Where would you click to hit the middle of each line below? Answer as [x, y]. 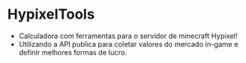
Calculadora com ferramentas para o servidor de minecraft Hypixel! [128, 36]
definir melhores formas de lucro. [73, 52]
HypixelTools [51, 14]
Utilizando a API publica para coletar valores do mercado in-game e [129, 44]
